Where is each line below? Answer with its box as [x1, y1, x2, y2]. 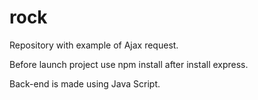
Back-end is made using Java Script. [9, 77, 161, 90]
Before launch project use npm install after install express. [9, 58, 249, 70]
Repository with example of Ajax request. [9, 39, 179, 51]
